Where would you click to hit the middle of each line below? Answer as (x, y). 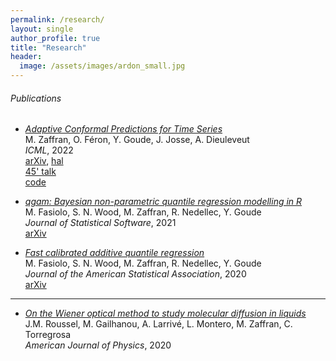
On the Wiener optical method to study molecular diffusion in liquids (165, 313)
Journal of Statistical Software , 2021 (100, 223)
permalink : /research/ (57, 19)
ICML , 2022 (49, 150)
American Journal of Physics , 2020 (98, 345)
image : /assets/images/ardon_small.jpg (102, 66)
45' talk (40, 172)
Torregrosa (48, 335)
